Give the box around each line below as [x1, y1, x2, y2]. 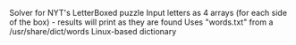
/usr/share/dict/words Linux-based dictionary [9, 26, 177, 36]
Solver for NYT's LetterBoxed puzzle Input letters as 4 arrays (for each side [9, 8, 288, 18]
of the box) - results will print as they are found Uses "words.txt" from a [9, 17, 274, 27]
